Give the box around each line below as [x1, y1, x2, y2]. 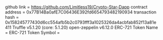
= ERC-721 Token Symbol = [5, 30, 60, 35]
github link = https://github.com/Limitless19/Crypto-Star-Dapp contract [5, 4, 147, 10]
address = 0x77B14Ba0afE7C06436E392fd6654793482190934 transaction [5, 9, 157, 15]
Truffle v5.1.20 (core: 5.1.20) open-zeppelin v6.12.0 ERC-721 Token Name [12, 25, 158, 30]
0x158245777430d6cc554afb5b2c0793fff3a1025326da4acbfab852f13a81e [5, 19, 157, 25]
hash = [5, 14, 19, 20]
